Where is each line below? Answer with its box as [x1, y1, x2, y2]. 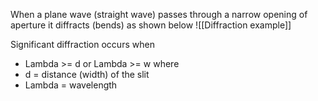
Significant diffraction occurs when [10, 39, 155, 50]
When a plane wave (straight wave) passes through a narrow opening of [10, 9, 308, 20]
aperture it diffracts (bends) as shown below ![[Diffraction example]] [10, 19, 292, 31]
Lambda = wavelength [24, 79, 118, 91]
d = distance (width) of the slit [24, 69, 150, 80]
